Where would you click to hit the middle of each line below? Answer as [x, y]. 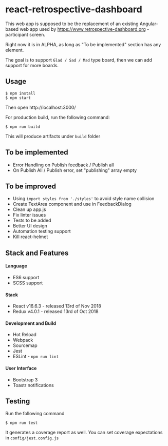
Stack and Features [37, 253]
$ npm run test [22, 423]
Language [16, 266]
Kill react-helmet [30, 237]
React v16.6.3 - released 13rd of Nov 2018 [57, 306]
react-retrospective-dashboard [74, 9]
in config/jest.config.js [32, 438]
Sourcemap [25, 345]
